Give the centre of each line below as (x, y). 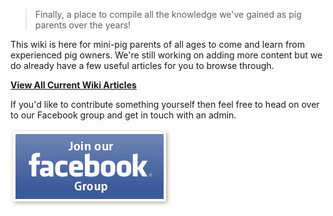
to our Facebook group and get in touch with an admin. (123, 115)
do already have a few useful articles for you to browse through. (142, 65)
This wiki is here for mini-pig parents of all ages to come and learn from (157, 44)
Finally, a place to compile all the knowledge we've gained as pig (168, 14)
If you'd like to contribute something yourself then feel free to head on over (165, 104)
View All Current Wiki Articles (73, 85)
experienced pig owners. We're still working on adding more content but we (166, 55)
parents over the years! (83, 25)
